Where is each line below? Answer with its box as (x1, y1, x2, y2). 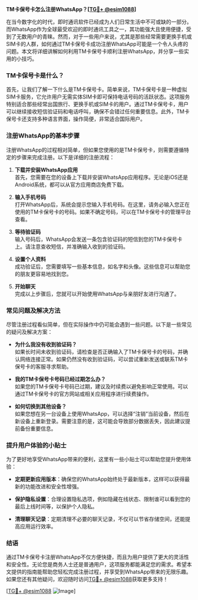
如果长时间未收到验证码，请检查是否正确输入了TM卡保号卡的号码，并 (14, 348, 183, 355)
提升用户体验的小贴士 (6, 441, 67, 449)
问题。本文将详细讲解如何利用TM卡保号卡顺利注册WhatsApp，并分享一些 (6, 48, 184, 55)
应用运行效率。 (19, 523, 57, 530)
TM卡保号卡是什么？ (6, 71, 65, 79)
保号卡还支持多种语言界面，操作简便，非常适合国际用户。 (6, 115, 146, 123)
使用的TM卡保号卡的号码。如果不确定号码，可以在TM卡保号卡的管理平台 (14, 208, 192, 215)
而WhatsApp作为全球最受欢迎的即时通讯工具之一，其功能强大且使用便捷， (6, 26, 187, 32)
